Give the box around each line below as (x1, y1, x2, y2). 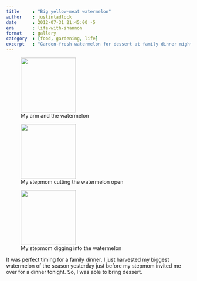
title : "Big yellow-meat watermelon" (6, 8, 111, 15)
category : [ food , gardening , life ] (6, 36, 98, 42)
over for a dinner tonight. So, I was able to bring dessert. (6, 268, 142, 275)
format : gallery (6, 30, 57, 36)
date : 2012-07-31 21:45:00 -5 (6, 19, 96, 25)
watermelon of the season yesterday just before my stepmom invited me (6, 262, 181, 269)
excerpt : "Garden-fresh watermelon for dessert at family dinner (6, 42, 177, 47)
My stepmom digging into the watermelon (21, 244, 122, 252)
